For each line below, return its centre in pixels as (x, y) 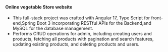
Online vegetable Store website (39, 7)
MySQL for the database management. (53, 28)
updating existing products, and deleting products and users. (76, 44)
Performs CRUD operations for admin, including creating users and (82, 34)
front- (157, 18)
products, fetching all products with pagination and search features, (83, 39)
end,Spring (24, 23)
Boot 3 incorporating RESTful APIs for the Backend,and (94, 23)
